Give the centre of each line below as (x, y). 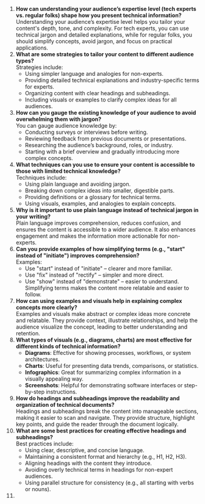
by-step (35, 392)
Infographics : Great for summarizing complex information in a (103, 372)
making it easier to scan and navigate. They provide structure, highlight (105, 418)
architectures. (42, 359)
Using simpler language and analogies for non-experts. (94, 74)
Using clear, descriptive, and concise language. (85, 450)
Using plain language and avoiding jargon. (77, 184)
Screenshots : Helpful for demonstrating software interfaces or (104, 385)
